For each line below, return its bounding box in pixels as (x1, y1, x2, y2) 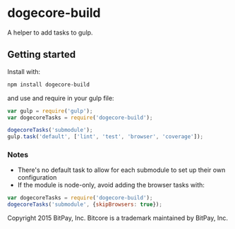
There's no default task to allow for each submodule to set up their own (17, 166, 226, 174)
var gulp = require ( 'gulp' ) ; (7, 107, 93, 114)
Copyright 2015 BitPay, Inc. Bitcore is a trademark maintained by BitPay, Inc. (7, 213, 228, 223)
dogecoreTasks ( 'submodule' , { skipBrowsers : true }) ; (7, 201, 162, 209)
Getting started (7, 49, 76, 61)
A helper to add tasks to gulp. (7, 28, 93, 37)
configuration (17, 173, 57, 182)
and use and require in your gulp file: (7, 94, 114, 102)
